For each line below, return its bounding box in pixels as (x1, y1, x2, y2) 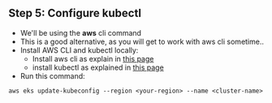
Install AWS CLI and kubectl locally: (19, 45, 139, 55)
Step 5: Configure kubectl (8, 6, 142, 20)
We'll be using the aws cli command (19, 28, 142, 37)
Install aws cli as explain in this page (32, 54, 154, 63)
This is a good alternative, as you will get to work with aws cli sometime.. (19, 36, 265, 46)
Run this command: (19, 71, 85, 80)
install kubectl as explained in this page (32, 62, 164, 72)
